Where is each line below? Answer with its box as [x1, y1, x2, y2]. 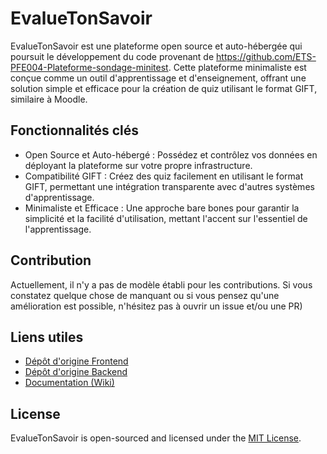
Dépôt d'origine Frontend [24, 355, 129, 367]
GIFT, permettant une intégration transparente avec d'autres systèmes [24, 180, 315, 192]
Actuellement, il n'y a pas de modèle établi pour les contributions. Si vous [10, 278, 313, 291]
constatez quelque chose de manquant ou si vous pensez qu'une [10, 289, 280, 301]
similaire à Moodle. [10, 93, 88, 105]
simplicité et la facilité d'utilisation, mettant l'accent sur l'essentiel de [24, 212, 308, 224]
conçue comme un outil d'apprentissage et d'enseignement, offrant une [10, 72, 307, 84]
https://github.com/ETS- [216, 50, 317, 62]
